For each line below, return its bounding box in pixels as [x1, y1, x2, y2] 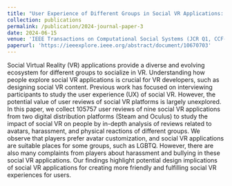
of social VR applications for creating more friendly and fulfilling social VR [7, 163, 217, 172]
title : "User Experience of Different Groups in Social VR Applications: [7, 10, 224, 17]
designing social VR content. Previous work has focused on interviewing [7, 83, 213, 91]
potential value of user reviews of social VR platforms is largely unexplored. [7, 98, 222, 105]
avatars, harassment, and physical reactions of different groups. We [7, 127, 200, 135]
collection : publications [7, 17, 81, 23]
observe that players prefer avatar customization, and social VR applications [7, 134, 224, 142]
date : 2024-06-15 [7, 29, 57, 37]
